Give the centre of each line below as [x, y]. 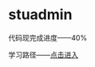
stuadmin [40, 15]
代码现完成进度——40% [48, 37]
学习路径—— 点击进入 [43, 54]
